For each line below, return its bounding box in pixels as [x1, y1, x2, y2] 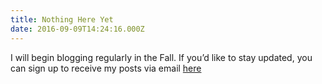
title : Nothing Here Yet [10, 14, 114, 25]
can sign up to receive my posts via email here [10, 62, 202, 74]
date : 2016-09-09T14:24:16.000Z [10, 24, 145, 34]
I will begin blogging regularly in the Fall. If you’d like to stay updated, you [10, 51, 313, 63]
